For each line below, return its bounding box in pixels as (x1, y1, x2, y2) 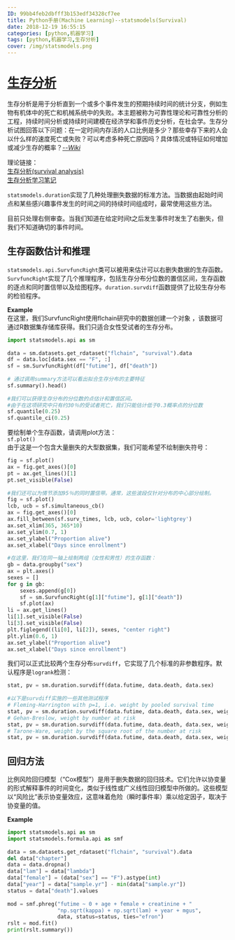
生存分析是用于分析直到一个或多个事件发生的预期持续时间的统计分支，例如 (7, 99, 222, 108)
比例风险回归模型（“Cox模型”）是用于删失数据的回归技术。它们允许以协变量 (7, 775, 227, 784)
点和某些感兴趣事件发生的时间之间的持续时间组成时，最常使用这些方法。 (7, 199, 215, 207)
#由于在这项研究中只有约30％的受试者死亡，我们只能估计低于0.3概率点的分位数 (7, 402, 204, 409)
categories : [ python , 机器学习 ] (7, 29, 94, 37)
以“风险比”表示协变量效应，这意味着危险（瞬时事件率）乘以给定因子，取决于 (7, 792, 227, 801)
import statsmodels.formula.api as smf (7, 835, 124, 842)
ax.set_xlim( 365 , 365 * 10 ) (7, 522, 83, 529)
